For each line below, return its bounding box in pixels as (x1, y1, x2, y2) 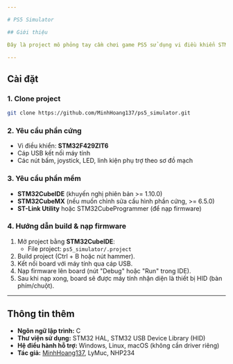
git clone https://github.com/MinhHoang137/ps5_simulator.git (7, 110, 191, 116)
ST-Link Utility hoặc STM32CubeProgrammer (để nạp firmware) (17, 204, 202, 212)
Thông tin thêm (7, 308, 75, 320)
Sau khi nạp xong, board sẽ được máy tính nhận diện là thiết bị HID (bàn (17, 274, 223, 282)
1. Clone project (7, 94, 61, 103)
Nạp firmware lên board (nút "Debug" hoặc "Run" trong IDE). (17, 266, 191, 275)
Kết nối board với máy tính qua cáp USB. (17, 259, 133, 268)
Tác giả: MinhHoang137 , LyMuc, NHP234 (17, 348, 135, 357)
